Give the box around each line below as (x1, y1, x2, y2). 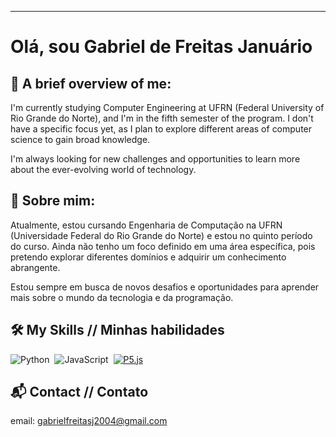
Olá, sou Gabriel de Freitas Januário (10, 36, 313, 58)
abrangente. (10, 261, 61, 273)
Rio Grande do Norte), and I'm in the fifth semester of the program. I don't (10, 112, 314, 124)
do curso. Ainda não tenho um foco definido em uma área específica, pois (10, 240, 316, 252)
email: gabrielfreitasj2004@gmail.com (10, 415, 168, 427)
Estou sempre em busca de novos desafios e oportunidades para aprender (10, 281, 320, 293)
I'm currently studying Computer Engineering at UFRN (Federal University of (10, 102, 325, 113)
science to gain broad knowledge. (10, 134, 151, 145)
